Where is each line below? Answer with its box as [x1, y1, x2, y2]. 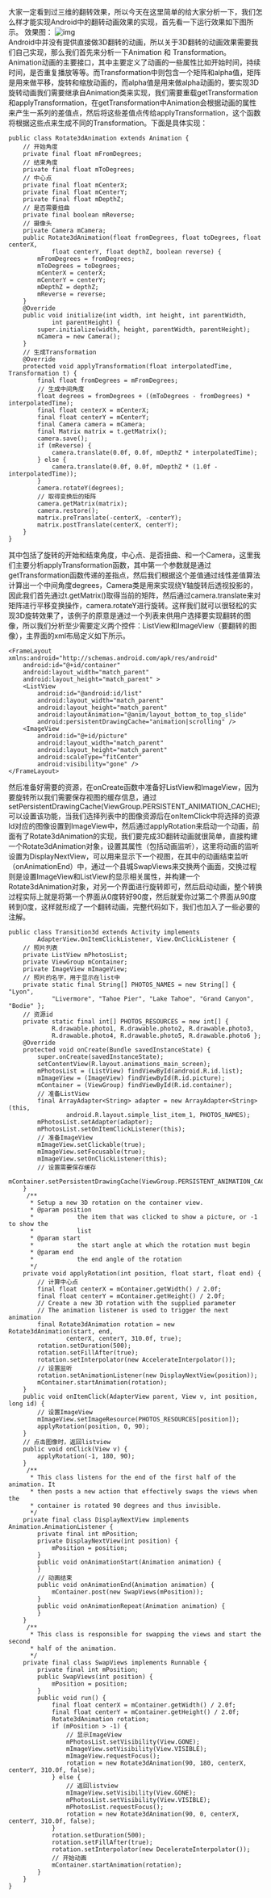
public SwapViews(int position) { [37, 1673, 153, 1681]
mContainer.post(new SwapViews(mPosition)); [51, 1588, 204, 1596]
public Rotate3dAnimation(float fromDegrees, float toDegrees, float [23, 233, 262, 241]
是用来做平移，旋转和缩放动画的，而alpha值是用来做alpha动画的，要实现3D [8, 78, 260, 87]
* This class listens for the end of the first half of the [29, 1473, 236, 1481]
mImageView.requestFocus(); [65, 1752, 161, 1760]
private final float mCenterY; [23, 188, 128, 196]
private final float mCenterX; [23, 181, 128, 189]
